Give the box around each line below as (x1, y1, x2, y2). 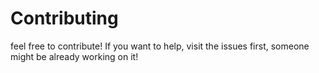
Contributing (10, 7, 119, 30)
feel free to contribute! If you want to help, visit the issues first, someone (10, 40, 310, 52)
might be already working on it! (10, 50, 139, 62)
